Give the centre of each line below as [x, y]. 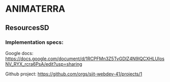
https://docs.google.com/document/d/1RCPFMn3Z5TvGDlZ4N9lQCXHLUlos [85, 59]
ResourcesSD [27, 28]
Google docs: [19, 53]
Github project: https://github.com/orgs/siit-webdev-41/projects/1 [74, 74]
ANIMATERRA [35, 9]
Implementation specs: [34, 42]
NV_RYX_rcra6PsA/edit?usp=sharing [44, 64]
